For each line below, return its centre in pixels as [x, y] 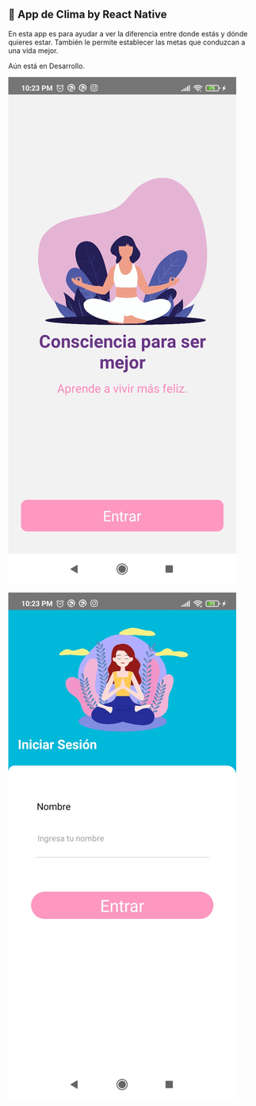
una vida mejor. [33, 50]
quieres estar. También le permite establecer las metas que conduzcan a [127, 42]
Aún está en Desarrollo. [47, 66]
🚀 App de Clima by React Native [88, 15]
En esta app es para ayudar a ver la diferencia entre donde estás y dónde [128, 33]
